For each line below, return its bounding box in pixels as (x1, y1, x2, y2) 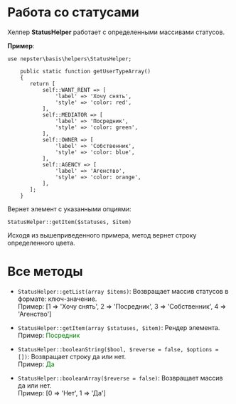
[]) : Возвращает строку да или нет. (17, 352, 127, 361)
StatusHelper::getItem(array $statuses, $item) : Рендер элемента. (17, 323, 220, 331)
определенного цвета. (7, 238, 76, 247)
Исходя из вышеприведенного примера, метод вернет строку (7, 230, 197, 239)
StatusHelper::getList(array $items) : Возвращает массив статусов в (17, 287, 229, 295)
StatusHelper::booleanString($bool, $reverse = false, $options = (17, 346, 219, 353)
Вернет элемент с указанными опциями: (7, 204, 132, 213)
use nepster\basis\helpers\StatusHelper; (7, 55, 132, 63)
